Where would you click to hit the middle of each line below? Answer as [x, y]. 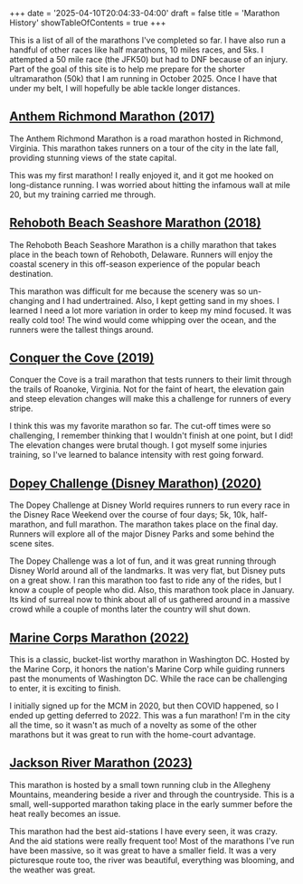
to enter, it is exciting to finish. [65, 689]
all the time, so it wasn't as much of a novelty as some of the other [133, 725]
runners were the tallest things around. [81, 329]
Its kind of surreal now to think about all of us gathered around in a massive [150, 600]
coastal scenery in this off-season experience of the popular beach [135, 264]
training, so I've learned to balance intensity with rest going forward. [137, 455]
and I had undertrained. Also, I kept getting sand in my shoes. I [163, 300]
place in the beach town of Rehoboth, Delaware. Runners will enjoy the [141, 254]
